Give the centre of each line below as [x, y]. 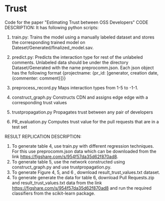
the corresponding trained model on [48, 42]
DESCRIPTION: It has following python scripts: [52, 27]
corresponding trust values [39, 102]
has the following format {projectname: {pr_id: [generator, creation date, [85, 73]
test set [20, 127]
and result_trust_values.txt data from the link [57, 183]
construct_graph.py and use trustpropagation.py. [62, 167]
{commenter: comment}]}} [39, 78]
